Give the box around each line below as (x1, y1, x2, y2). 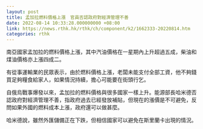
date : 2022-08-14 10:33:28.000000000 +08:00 (6, 20, 120, 26)
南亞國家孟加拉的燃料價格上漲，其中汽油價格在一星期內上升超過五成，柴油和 (6, 49, 197, 56)
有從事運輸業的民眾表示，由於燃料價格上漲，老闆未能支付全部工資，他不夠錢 (6, 68, 197, 76)
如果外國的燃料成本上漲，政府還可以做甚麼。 (11, 104, 123, 111)
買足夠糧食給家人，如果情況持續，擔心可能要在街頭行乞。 (6, 76, 149, 83)
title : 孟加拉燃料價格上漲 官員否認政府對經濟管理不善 (6, 14, 129, 20)
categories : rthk (6, 31, 50, 37)
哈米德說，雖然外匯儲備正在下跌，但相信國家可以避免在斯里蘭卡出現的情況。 (6, 116, 197, 124)
